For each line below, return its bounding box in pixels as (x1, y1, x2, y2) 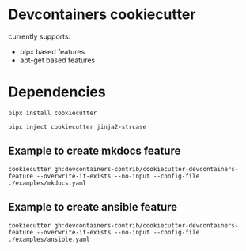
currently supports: (8, 32, 71, 41)
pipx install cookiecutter (8, 109, 97, 117)
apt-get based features (19, 55, 96, 65)
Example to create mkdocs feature (8, 144, 181, 158)
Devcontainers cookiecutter (8, 6, 196, 24)
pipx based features (19, 47, 85, 56)
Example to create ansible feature (8, 200, 178, 214)
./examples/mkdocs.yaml (8, 179, 87, 187)
